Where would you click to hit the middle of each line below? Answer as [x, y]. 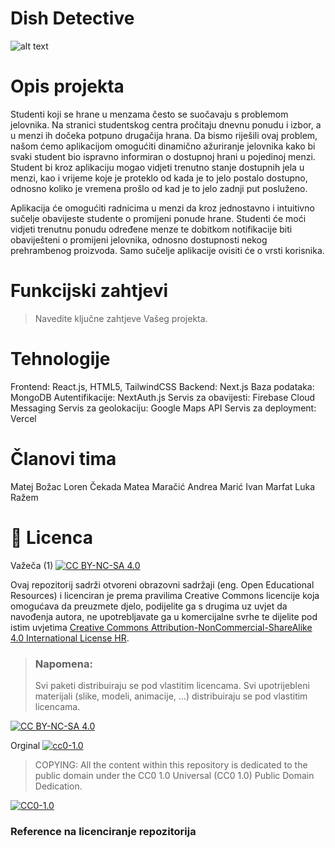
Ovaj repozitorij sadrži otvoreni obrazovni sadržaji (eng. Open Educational [162, 584]
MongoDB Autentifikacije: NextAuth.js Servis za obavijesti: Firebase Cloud [163, 397]
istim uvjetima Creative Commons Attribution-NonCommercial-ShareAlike [161, 627]
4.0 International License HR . [70, 638]
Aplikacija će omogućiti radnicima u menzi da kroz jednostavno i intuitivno [162, 208]
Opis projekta [67, 86]
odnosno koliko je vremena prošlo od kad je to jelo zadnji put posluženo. [159, 188]
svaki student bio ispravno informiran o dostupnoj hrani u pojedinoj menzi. [163, 156]
